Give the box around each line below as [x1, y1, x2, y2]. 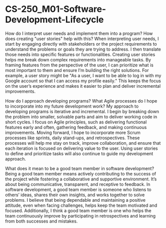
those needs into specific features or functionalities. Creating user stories [5, 51, 155, 57]
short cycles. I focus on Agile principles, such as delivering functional [5, 119, 147, 125]
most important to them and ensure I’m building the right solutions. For [5, 67, 149, 73]
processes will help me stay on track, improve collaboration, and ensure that [5, 140, 161, 146]
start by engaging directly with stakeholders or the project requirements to [5, 41, 157, 47]
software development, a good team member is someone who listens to [5, 186, 152, 192]
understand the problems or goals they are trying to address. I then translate [5, 46, 161, 52]
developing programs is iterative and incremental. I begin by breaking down [5, 108, 160, 114]
